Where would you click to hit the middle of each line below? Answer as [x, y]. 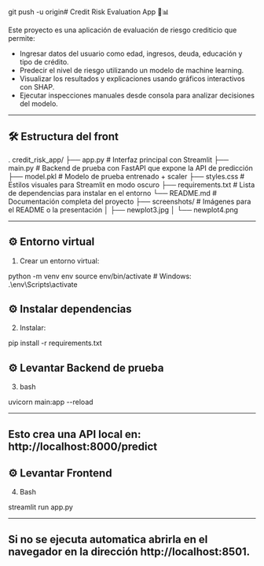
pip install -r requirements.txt [55, 343]
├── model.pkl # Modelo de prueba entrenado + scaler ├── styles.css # [126, 176]
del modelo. [39, 104]
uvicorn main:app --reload [51, 402]
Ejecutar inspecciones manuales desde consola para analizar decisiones [137, 95]
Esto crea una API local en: [75, 434]
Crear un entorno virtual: [59, 261]
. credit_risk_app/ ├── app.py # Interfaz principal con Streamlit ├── [119, 160]
